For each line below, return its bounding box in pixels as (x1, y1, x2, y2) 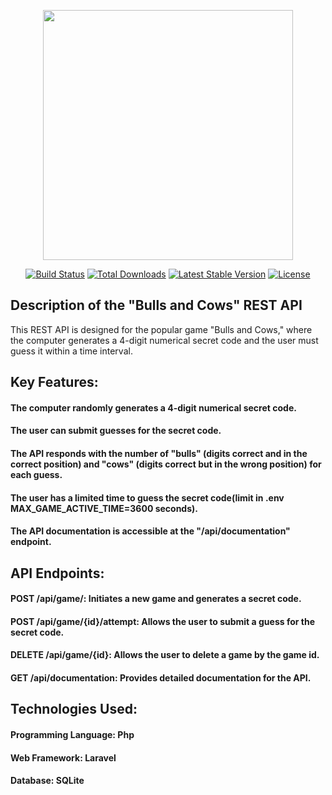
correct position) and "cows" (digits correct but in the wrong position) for (10, 458, 322, 470)
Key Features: (10, 374, 99, 391)
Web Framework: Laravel (10, 751, 117, 764)
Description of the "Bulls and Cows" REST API (10, 297, 303, 314)
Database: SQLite (10, 775, 85, 787)
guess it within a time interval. (10, 345, 133, 357)
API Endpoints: (10, 565, 105, 582)
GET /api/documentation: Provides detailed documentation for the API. (10, 671, 312, 684)
